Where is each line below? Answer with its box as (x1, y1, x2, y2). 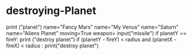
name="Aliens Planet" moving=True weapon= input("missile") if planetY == (6, 29, 187, 36)
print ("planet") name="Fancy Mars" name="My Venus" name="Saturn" (6, 23, 179, 30)
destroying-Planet (6, 4, 96, 18)
